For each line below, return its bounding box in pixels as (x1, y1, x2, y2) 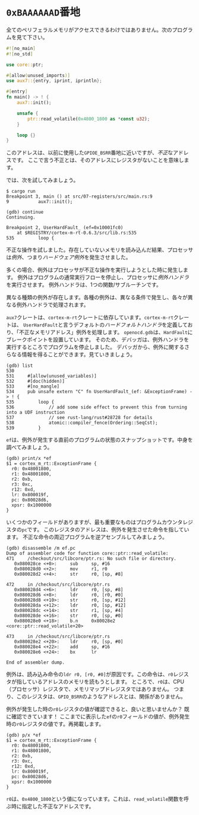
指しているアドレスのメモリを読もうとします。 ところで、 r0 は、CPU (16, 678, 185, 686)
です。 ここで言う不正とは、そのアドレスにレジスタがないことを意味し (11, 157, 184, 164)
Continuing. (6, 214, 36, 220)
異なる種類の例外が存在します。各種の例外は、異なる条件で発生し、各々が (6, 294, 188, 301)
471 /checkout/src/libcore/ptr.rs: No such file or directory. (6, 556, 177, 562)
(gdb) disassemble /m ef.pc (6, 546, 76, 551)
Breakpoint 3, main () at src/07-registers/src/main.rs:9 (6, 194, 153, 199)
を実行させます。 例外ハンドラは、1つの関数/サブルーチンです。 (6, 281, 162, 288)
